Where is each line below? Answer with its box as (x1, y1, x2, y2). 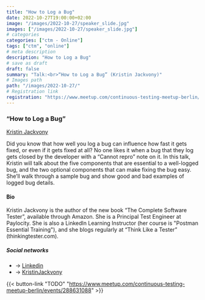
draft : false (6, 65, 40, 72)
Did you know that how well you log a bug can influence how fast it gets (6, 140, 187, 147)
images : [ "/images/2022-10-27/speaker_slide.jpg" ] (6, 26, 138, 32)
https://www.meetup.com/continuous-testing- (69, 280, 185, 288)
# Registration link (6, 89, 59, 95)
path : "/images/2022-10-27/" (6, 83, 81, 89)
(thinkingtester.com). (6, 233, 59, 240)
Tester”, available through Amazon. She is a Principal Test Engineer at (6, 213, 181, 221)
